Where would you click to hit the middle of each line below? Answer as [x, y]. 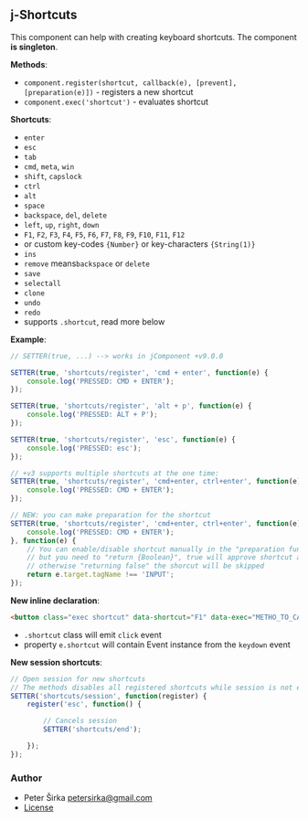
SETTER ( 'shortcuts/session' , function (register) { [109, 696]
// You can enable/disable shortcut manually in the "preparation [156, 549]
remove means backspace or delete [86, 263]
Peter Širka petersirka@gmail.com [88, 798]
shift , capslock [53, 176]
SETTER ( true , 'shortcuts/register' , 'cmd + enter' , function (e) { [139, 373]
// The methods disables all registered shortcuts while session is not [152, 688]
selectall [42, 283]
